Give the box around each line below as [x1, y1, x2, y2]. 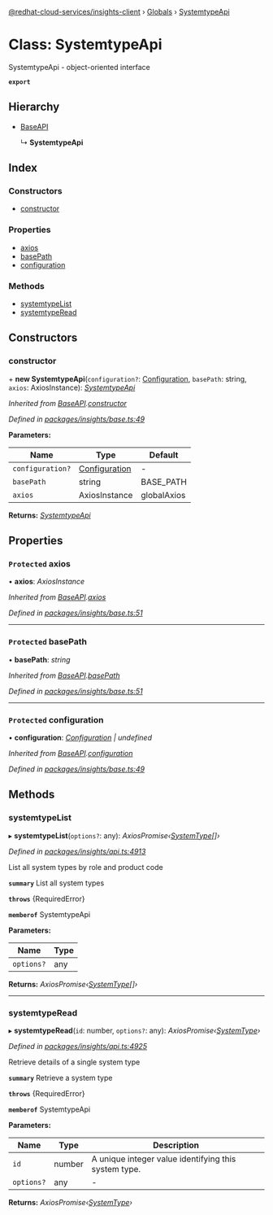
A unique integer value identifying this [91, 1153, 236, 1165]
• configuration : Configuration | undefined [8, 732, 153, 742]
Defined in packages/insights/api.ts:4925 [8, 1041, 148, 1051]
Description [153, 1139, 199, 1151]
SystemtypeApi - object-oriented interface [8, 62, 150, 72]
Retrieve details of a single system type [8, 1057, 141, 1067]
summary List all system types [8, 878, 105, 888]
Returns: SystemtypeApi [8, 510, 91, 520]
